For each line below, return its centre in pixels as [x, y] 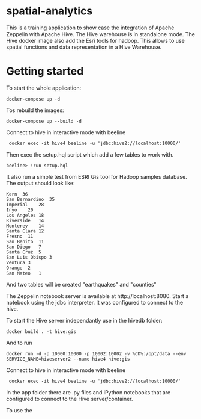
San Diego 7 [24, 247]
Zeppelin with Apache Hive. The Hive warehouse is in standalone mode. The [100, 34]
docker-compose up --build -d [44, 121]
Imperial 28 [25, 205]
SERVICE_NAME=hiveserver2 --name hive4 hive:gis [68, 359]
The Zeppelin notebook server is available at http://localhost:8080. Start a [97, 296]
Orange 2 [19, 268]
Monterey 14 [25, 226]
